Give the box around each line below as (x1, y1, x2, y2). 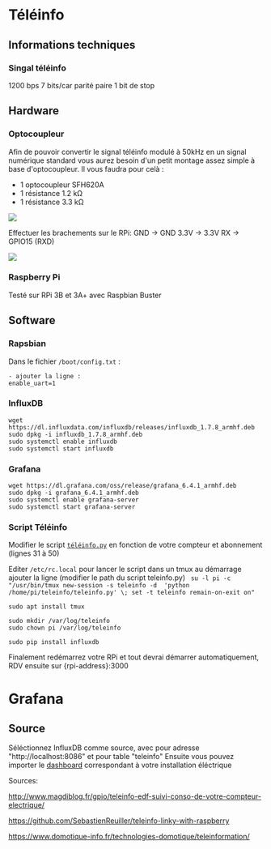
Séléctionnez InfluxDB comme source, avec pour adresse (8, 743, 200, 753)
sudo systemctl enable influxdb (8, 437, 117, 446)
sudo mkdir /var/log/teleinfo (8, 617, 111, 625)
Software (8, 314, 56, 327)
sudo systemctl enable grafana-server (8, 496, 139, 504)
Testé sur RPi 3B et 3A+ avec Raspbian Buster (8, 290, 162, 300)
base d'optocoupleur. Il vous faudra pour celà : (8, 164, 164, 173)
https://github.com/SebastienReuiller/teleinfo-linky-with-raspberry (8, 816, 230, 826)
